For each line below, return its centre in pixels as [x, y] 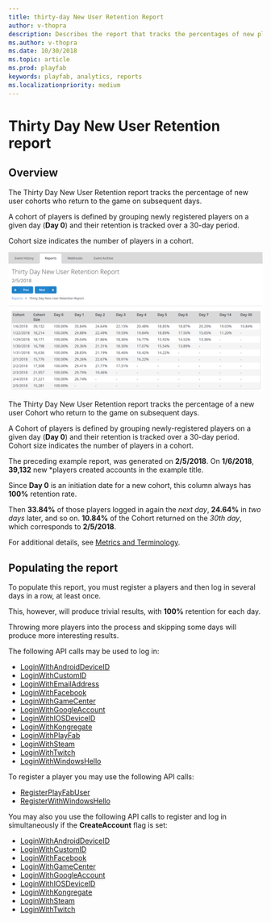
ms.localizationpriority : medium [65, 85]
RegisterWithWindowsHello [65, 801]
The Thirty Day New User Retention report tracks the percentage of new [128, 192]
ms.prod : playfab [38, 69]
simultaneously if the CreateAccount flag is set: [88, 825]
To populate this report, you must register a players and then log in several [132, 587]
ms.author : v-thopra [43, 43]
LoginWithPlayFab [50, 736]
